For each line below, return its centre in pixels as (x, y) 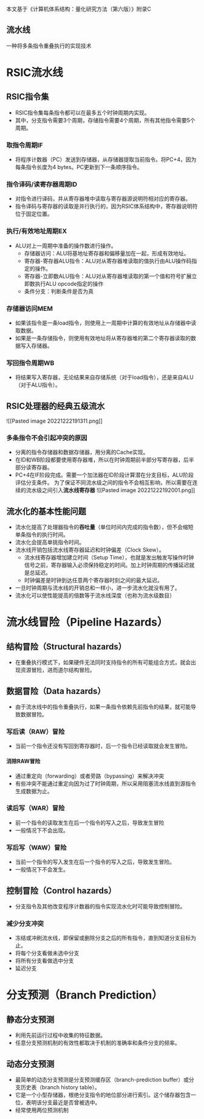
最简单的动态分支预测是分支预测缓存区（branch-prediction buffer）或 (102, 1080)
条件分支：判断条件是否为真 (59, 291)
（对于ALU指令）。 (38, 385)
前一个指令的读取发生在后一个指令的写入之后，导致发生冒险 (90, 822)
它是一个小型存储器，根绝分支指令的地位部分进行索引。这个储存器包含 (103, 1095)
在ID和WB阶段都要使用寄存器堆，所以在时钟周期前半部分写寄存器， (99, 460)
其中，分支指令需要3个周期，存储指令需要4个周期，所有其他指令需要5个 (105, 120)
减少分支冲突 (25, 923)
